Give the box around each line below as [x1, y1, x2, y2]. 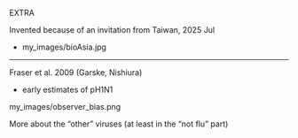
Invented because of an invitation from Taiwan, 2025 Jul [9, 25, 216, 34]
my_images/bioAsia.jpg [21, 42, 106, 52]
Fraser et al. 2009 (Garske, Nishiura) [9, 67, 143, 78]
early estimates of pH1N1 [21, 84, 114, 95]
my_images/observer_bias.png [9, 102, 122, 111]
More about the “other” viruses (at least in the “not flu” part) [9, 119, 229, 129]
